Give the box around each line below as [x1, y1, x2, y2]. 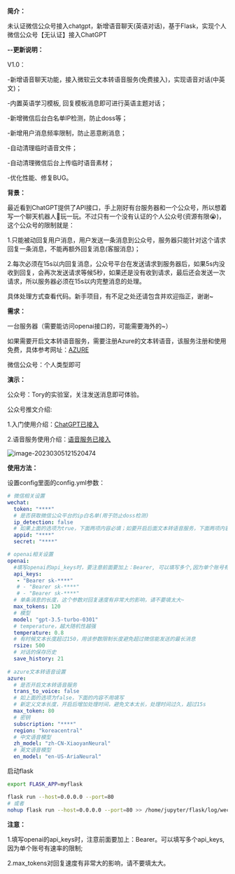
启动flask [7, 767, 34, 775]
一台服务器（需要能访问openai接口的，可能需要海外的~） [7, 322, 172, 330]
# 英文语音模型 [13, 747, 51, 754]
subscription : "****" [13, 720, 77, 727]
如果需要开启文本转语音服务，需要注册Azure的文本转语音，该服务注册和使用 [7, 337, 227, 345]
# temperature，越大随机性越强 [13, 623, 97, 630]
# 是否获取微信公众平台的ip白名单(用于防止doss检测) [13, 512, 149, 519]
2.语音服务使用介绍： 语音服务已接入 [7, 435, 111, 443]
